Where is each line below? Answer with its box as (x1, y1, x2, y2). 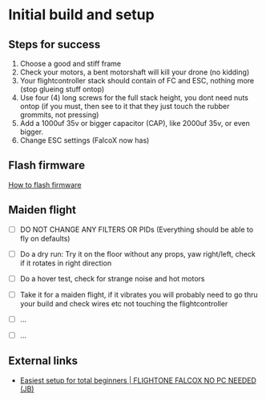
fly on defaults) (19, 233, 71, 243)
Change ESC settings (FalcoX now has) (19, 136, 150, 145)
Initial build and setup (8, 6, 155, 24)
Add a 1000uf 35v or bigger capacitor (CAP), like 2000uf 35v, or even (19, 119, 250, 128)
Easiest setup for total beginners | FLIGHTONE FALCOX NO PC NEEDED (19, 375, 256, 385)
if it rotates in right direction (19, 258, 112, 268)
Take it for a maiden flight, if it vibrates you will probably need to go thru (19, 290, 258, 299)
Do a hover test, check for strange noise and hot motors (19, 273, 205, 283)
